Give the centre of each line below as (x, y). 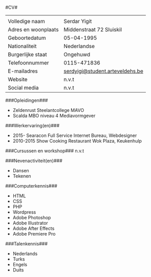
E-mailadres (23, 71)
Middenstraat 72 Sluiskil (93, 29)
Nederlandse (79, 46)
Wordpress (24, 212)
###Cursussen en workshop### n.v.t (45, 151)
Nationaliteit (22, 46)
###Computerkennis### (31, 186)
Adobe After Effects (34, 228)
